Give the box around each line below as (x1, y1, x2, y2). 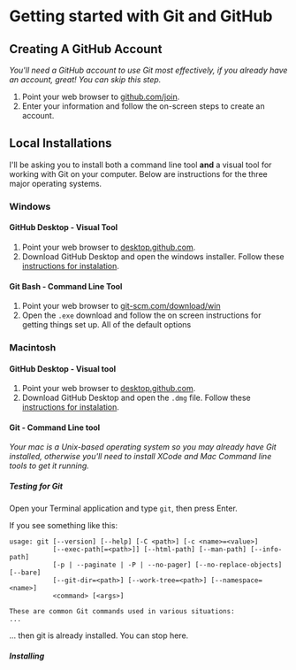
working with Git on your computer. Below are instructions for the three (9, 168, 268, 179)
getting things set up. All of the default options (21, 320, 192, 330)
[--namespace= (210, 576, 263, 585)
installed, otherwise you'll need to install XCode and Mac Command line (9, 451, 272, 462)
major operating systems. (9, 178, 102, 189)
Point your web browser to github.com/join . (21, 91, 180, 102)
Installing (9, 651, 45, 661)
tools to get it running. (9, 460, 90, 471)
